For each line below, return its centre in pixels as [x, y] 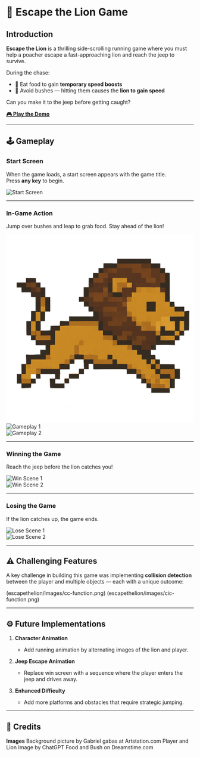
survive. [16, 61]
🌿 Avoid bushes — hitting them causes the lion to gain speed [90, 91]
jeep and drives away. [51, 680]
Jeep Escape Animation [45, 662]
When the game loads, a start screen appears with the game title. [86, 174]
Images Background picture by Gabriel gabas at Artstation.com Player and [97, 741]
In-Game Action [29, 213]
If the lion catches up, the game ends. [53, 519]
